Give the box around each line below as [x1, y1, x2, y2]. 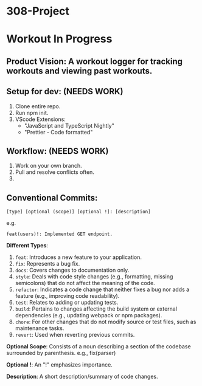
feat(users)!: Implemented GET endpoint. [6, 231, 113, 238]
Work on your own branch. [15, 162, 82, 170]
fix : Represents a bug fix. [15, 260, 80, 267]
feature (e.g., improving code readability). [15, 292, 120, 300]
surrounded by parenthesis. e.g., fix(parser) [6, 350, 116, 357]
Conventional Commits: [6, 193, 98, 203]
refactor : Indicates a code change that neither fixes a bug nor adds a [15, 286, 190, 293]
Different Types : [6, 242, 49, 249]
